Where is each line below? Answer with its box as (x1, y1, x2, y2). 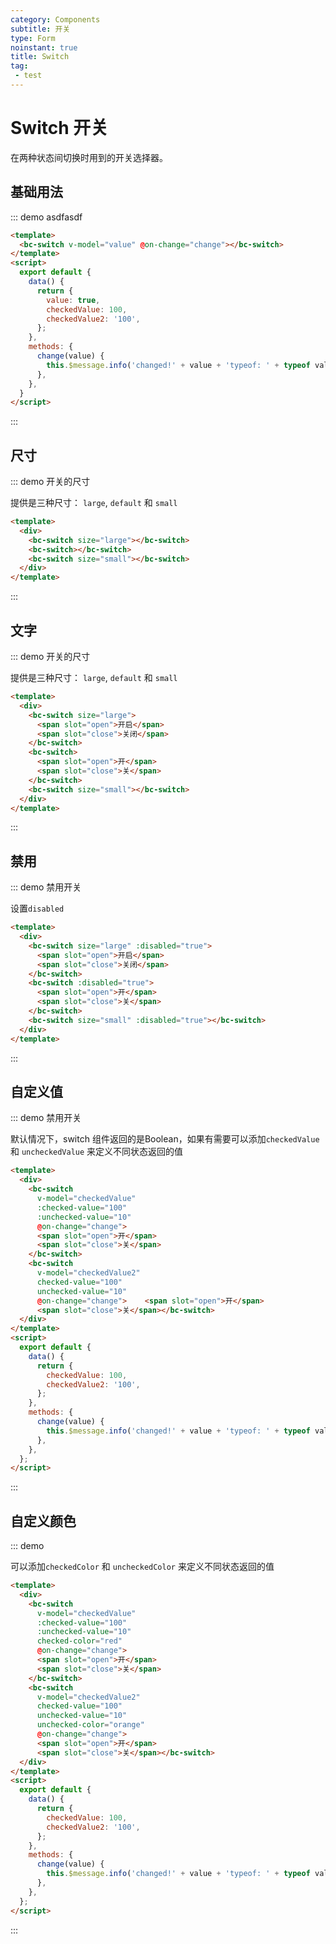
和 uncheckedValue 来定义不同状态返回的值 (10, 1146, 184, 1158)
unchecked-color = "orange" (36, 1720, 145, 1730)
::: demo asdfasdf (10, 211, 83, 223)
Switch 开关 (10, 117, 109, 140)
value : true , (46, 295, 101, 305)
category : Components (10, 14, 101, 25)
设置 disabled (10, 902, 65, 915)
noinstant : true (10, 42, 78, 53)
